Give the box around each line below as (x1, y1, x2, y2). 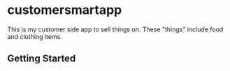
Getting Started (7, 53, 76, 65)
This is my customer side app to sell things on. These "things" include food (7, 25, 224, 33)
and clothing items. (7, 32, 63, 40)
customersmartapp (7, 2, 122, 18)
